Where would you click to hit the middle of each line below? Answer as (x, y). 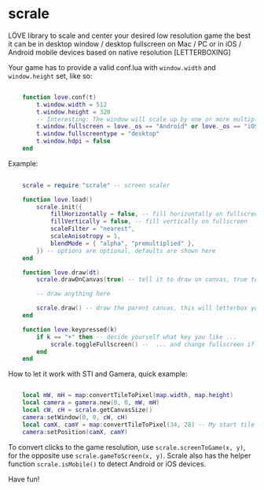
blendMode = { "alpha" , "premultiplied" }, (122, 243)
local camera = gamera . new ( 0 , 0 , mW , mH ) (91, 403)
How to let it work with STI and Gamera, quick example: (98, 374)
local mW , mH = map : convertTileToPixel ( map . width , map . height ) (128, 395)
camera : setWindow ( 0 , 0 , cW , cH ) (75, 417)
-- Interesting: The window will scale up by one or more (133, 119)
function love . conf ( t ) (59, 97)
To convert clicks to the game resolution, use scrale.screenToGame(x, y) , (127, 447)
